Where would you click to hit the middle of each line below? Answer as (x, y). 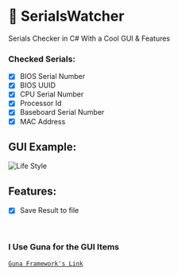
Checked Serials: (42, 59)
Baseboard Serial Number (62, 112)
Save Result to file (49, 210)
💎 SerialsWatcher (66, 16)
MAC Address (43, 121)
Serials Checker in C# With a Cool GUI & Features (89, 38)
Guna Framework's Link (46, 263)
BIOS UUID (38, 85)
